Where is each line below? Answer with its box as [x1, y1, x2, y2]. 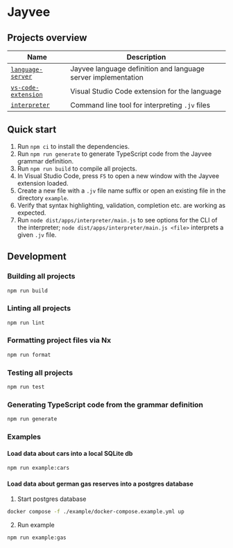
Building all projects [7, 272, 76, 281]
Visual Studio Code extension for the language [70, 87, 222, 96]
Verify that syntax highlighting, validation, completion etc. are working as [17, 201, 226, 209]
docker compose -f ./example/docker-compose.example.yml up [7, 509, 185, 515]
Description [126, 53, 166, 62]
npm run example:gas [7, 534, 67, 541]
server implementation [70, 73, 144, 82]
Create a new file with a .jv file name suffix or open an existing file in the [17, 186, 226, 195]
